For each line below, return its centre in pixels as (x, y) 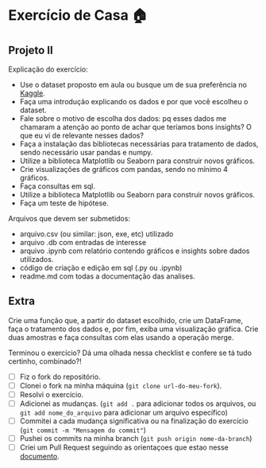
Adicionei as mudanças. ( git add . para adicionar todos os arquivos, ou (138, 404)
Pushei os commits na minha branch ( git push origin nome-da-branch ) (136, 439)
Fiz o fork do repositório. (60, 376)
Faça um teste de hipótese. (64, 203)
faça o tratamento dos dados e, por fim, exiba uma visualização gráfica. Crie (133, 329)
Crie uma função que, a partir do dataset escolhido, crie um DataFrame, (126, 320)
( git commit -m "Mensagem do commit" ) (83, 430)
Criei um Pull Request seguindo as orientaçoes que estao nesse (124, 447)
